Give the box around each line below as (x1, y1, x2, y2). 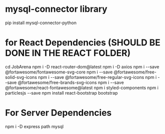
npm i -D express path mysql (5, 123, 64, 129)
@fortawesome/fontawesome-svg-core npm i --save (5, 69, 113, 75)
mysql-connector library (5, 3, 107, 15)
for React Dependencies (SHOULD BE (5, 37, 161, 48)
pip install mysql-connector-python (5, 20, 77, 26)
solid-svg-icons (5, 74, 37, 80)
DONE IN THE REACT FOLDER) (5, 48, 131, 59)
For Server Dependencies (5, 107, 112, 119)
